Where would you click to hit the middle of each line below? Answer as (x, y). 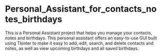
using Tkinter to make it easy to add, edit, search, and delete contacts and (80, 43)
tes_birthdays (34, 19)
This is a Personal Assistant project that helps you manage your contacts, (79, 33)
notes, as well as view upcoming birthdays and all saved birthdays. (72, 48)
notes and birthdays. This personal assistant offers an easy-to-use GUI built (81, 38)
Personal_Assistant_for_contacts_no (81, 9)
